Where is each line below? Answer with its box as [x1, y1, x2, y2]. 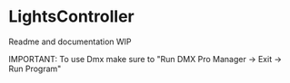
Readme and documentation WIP [8, 36, 133, 47]
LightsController [8, 6, 135, 27]
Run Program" [8, 63, 62, 74]
